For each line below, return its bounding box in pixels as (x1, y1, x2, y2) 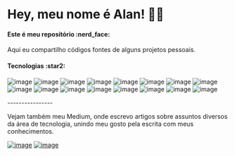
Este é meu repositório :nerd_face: (7, 30, 110, 38)
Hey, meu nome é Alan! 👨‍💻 (7, 6, 165, 22)
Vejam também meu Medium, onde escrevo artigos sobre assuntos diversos (7, 112, 228, 120)
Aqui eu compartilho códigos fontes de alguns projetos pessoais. (7, 46, 196, 54)
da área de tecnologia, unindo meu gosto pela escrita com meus (7, 119, 194, 128)
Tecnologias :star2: (7, 61, 65, 70)
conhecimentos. (7, 126, 54, 136)
